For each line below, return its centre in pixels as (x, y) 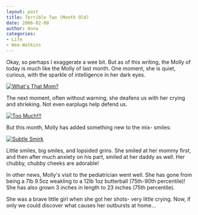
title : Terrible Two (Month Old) (48, 17)
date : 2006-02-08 (28, 23)
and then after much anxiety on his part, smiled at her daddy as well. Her (95, 156)
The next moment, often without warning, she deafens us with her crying (96, 98)
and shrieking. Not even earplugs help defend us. (67, 104)
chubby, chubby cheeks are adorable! (53, 163)
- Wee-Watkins (24, 45)
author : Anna (22, 28)
